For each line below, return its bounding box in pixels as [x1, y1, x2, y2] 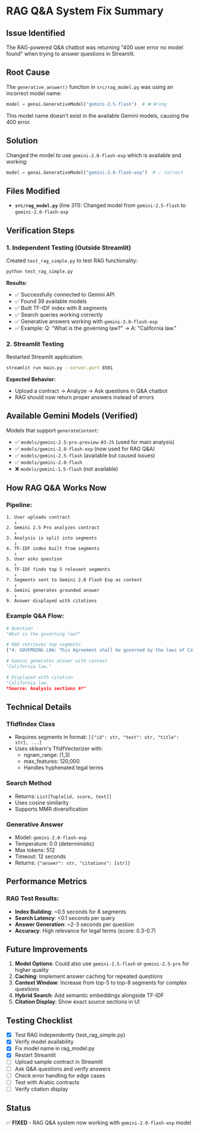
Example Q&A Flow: [6, 612, 64, 620]
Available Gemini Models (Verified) [6, 411, 138, 421]
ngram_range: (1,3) [23, 751, 70, 759]
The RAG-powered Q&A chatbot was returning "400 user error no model [6, 44, 183, 51]
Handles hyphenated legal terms [23, 764, 104, 771]
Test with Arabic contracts [14, 1078, 80, 1085]
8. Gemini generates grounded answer [6, 587, 100, 594]
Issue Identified [6, 28, 65, 38]
